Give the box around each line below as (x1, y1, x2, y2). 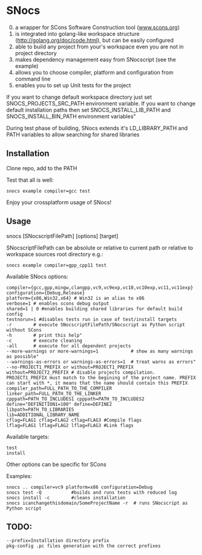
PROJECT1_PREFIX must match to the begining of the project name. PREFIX (6, 374, 197, 381)
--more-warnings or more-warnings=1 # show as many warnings (6, 348, 194, 354)
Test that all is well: (6, 176, 54, 184)
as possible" (6, 353, 39, 359)
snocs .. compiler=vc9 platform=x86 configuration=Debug (6, 484, 153, 490)
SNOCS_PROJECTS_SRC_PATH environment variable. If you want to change (6, 99, 196, 107)
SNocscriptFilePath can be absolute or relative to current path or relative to (6, 244, 194, 251)
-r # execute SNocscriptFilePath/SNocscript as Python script (6, 322, 186, 328)
